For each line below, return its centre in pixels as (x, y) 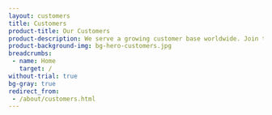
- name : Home (34, 62)
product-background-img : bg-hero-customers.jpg (90, 46)
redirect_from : (34, 91)
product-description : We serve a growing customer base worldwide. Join (134, 38)
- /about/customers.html (53, 99)
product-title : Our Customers (59, 31)
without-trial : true (43, 76)
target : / (36, 69)
